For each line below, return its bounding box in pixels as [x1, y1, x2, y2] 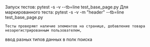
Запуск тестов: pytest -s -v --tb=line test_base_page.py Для [5, 4, 129, 10]
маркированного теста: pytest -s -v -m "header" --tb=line [5, 9, 125, 15]
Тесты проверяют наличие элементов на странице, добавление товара [5, 24, 146, 29]
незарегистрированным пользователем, [5, 28, 82, 33]
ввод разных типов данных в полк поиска [5, 36, 93, 42]
